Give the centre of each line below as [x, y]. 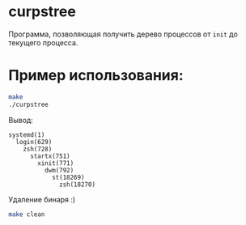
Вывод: [21, 120]
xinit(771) [56, 163]
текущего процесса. [43, 42]
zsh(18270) [77, 185]
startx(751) [50, 156]
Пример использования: [96, 76]
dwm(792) [59, 170]
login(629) [34, 142]
